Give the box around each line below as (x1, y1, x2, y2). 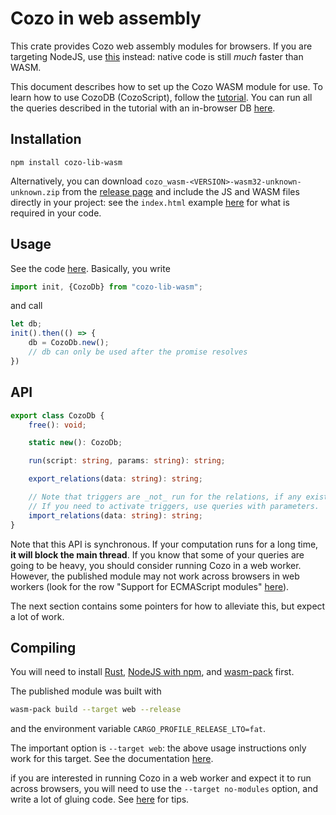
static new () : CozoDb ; (28, 438, 123, 448)
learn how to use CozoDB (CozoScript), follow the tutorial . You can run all (10, 91, 313, 103)
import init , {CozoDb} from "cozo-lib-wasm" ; (10, 282, 203, 292)
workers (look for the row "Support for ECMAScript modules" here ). (10, 580, 290, 592)
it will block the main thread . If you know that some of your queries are (10, 548, 305, 561)
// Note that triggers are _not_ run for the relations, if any (28, 492, 302, 502)
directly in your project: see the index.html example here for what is (10, 196, 290, 208)
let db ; (10, 319, 43, 329)
